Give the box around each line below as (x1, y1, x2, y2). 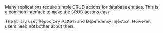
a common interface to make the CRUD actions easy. (5, 9, 111, 15)
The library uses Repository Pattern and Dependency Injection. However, (5, 19, 151, 24)
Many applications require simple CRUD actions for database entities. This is (5, 4, 159, 10)
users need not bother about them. (5, 23, 75, 29)
